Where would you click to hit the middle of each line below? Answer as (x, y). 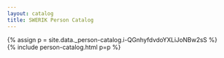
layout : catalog (30, 13)
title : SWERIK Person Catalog (51, 20)
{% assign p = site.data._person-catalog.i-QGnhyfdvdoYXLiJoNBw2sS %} (112, 39)
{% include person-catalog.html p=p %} (64, 47)
